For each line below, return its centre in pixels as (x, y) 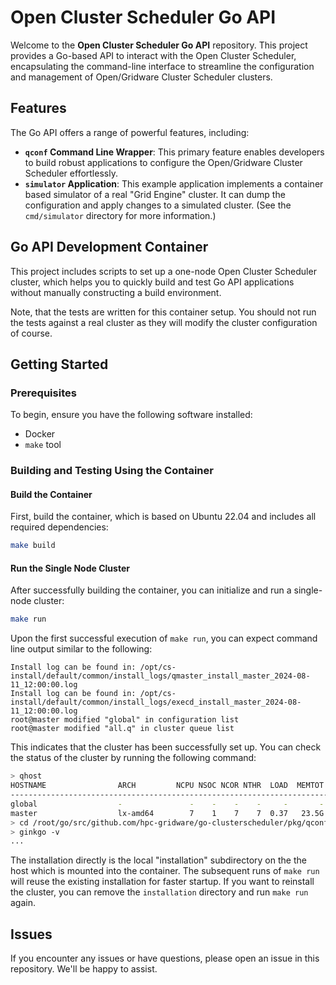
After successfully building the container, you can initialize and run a (151, 590)
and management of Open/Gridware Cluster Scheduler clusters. (141, 77)
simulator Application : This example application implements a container (174, 183)
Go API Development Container (109, 247)
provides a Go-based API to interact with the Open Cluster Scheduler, (153, 55)
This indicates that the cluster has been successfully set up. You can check (166, 747)
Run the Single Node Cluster (70, 568)
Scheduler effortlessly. (71, 173)
